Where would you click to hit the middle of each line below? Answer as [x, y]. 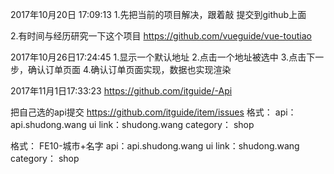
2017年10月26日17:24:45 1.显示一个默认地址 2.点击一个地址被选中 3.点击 [158, 57]
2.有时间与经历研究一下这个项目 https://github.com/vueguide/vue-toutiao [161, 36]
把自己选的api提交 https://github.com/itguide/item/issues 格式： [141, 112]
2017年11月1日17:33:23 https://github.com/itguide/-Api [121, 91]
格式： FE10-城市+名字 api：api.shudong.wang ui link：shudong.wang [155, 146]
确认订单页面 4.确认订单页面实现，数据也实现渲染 [129, 69]
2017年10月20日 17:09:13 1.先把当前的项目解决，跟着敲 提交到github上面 [158, 14]
